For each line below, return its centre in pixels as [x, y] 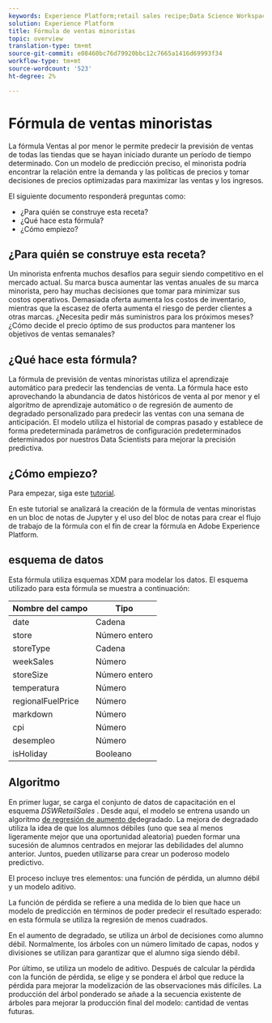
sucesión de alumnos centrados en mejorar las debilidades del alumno [126, 845]
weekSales [33, 661]
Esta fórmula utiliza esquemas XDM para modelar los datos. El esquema [128, 580]
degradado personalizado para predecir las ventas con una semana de [126, 413]
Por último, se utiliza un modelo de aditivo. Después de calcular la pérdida [132, 968]
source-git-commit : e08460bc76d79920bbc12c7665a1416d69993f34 [115, 54]
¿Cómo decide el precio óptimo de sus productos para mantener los [122, 326]
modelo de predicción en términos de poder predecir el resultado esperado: [135, 911]
